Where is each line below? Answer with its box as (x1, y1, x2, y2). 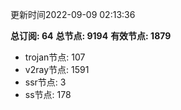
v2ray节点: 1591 (24, 64, 90, 75)
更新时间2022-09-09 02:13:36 (10, 9, 136, 20)
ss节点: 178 (24, 89, 72, 100)
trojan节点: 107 (24, 51, 86, 63)
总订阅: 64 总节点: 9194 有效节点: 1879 (10, 30, 172, 42)
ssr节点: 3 (24, 76, 67, 88)
